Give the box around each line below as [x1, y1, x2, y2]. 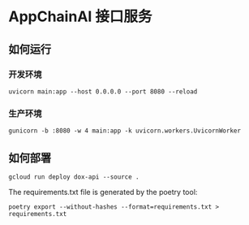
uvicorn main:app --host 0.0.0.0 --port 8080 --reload [8, 87, 198, 96]
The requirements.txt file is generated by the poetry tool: [8, 187, 198, 197]
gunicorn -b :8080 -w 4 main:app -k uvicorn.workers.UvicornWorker [8, 127, 242, 135]
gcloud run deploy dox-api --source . [8, 172, 140, 181]
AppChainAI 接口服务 [8, 7, 152, 26]
